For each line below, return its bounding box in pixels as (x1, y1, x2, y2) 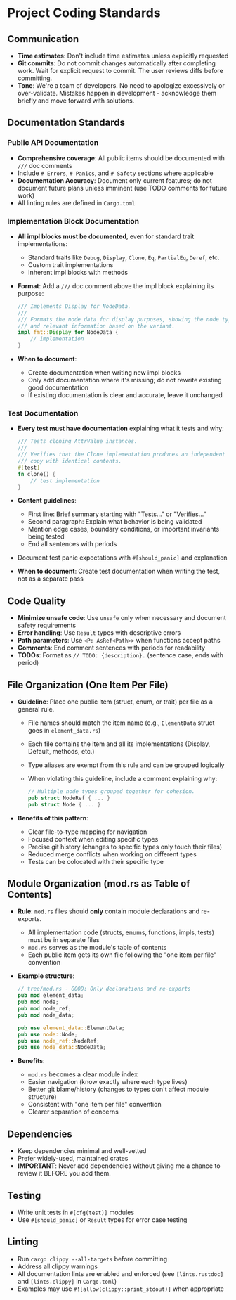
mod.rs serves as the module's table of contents (27, 944, 167, 952)
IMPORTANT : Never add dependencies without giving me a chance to (17, 1161, 221, 1170)
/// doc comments (17, 161, 72, 169)
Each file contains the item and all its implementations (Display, (27, 740, 211, 748)
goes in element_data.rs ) (27, 726, 101, 735)
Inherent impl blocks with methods (27, 268, 129, 276)
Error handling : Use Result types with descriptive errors (17, 629, 181, 637)
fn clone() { (17, 470, 56, 477)
